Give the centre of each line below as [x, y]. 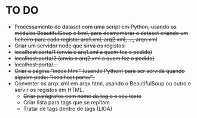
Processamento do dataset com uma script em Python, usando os [95, 27]
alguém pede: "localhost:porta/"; [54, 77]
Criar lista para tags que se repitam [66, 102]
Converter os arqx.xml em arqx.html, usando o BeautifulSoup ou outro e [103, 83]
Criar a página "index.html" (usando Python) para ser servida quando [99, 71]
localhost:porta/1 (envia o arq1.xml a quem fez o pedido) [83, 52]
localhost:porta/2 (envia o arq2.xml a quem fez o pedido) [84, 58]
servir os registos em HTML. [49, 90]
